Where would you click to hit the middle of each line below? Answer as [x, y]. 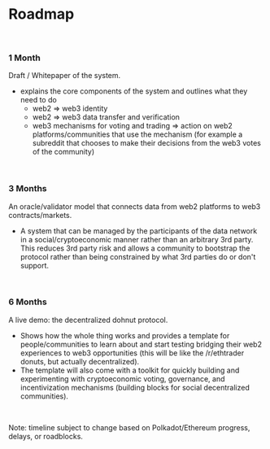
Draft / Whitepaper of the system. [65, 76]
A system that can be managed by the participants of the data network [139, 231]
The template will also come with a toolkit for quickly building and [130, 370]
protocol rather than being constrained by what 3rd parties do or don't [138, 256]
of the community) [63, 152]
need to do [38, 100]
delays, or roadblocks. [46, 436]
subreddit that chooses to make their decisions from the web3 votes [147, 143]
